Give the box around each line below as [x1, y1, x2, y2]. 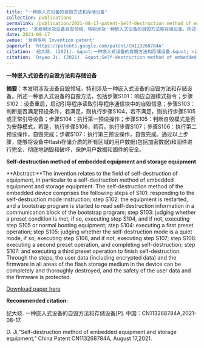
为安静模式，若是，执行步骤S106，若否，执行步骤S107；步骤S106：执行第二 [6, 123, 197, 130]
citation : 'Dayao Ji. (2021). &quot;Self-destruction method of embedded [6, 54, 197, 60]
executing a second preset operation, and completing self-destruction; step [6, 241, 195, 248]
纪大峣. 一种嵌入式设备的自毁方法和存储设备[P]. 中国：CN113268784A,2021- [6, 309, 197, 317]
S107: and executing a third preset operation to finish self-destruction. [6, 247, 181, 255]
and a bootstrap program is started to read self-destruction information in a [6, 202, 194, 209]
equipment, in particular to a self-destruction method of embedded [6, 176, 174, 183]
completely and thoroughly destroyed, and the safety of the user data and [6, 266, 191, 274]
